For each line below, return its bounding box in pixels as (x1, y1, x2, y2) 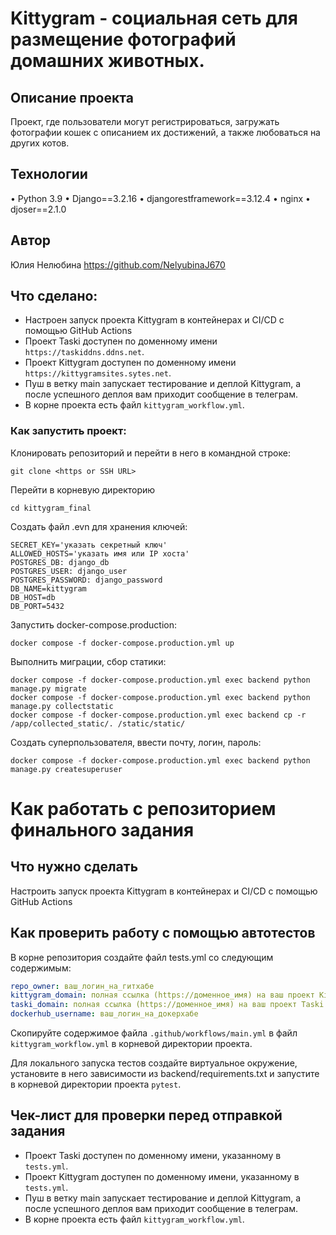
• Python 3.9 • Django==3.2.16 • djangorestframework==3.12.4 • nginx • (10, 192, 311, 204)
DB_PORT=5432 (10, 601, 65, 611)
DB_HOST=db (10, 592, 56, 602)
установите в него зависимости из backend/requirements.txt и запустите (10, 1068, 320, 1080)
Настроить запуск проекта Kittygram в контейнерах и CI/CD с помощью (10, 885, 318, 897)
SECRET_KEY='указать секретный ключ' (10, 540, 168, 550)
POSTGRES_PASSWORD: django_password (10, 575, 163, 585)
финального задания (10, 818, 195, 841)
